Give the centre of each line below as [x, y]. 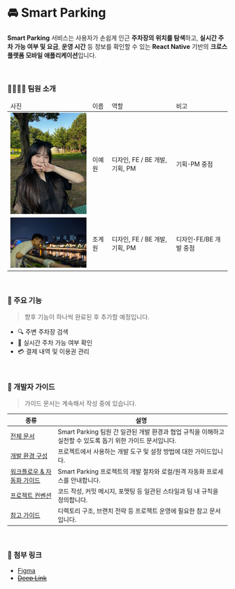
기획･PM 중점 [194, 164]
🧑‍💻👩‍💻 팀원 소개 [31, 89]
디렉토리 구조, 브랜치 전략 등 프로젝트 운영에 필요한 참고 [133, 511]
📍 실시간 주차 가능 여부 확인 [55, 343]
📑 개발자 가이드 [31, 387]
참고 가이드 [25, 515]
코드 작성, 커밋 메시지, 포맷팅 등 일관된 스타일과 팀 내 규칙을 [138, 491]
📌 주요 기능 [24, 300]
